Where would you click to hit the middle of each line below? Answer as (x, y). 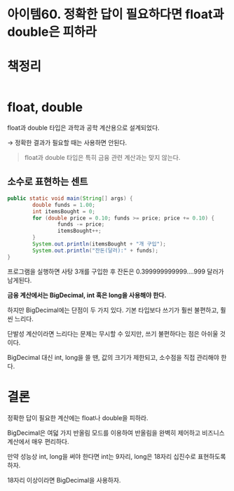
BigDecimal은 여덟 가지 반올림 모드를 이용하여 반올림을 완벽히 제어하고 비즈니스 (116, 433)
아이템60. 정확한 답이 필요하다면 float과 (116, 14)
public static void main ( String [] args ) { (70, 198)
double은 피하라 (52, 32)
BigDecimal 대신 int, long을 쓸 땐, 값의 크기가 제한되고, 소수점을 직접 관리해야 (113, 357)
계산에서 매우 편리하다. (38, 441)
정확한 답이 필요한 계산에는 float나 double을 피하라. (78, 417)
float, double (45, 108)
